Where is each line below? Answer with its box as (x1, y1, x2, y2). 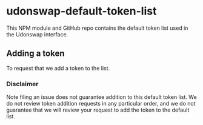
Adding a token (6, 49, 65, 59)
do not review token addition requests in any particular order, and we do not (6, 100, 196, 107)
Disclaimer (6, 79, 39, 88)
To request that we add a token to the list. (6, 64, 110, 72)
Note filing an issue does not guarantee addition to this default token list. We (6, 93, 197, 101)
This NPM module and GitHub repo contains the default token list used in (6, 24, 188, 32)
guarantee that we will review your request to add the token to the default (6, 106, 190, 113)
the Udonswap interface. (6, 30, 68, 38)
